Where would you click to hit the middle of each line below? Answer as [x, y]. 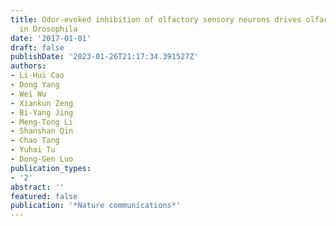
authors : [28, 66]
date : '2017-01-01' [51, 38]
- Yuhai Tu [33, 150]
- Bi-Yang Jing [42, 112]
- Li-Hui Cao [37, 76]
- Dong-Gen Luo [42, 159]
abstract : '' [37, 187]
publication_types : [51, 168]
